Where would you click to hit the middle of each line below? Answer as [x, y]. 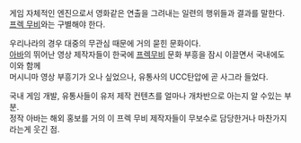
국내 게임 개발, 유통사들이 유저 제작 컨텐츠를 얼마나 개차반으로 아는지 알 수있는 [146, 96]
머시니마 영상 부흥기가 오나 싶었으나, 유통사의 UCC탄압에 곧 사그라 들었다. [139, 77]
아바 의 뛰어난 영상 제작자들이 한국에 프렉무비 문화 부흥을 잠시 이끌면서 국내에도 [147, 55]
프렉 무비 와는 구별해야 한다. [58, 24]
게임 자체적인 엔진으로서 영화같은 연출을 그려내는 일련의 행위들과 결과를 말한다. [147, 13]
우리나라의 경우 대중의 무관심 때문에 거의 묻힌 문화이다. [105, 43]
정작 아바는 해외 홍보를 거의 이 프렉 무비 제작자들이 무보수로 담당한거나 [133, 118]
